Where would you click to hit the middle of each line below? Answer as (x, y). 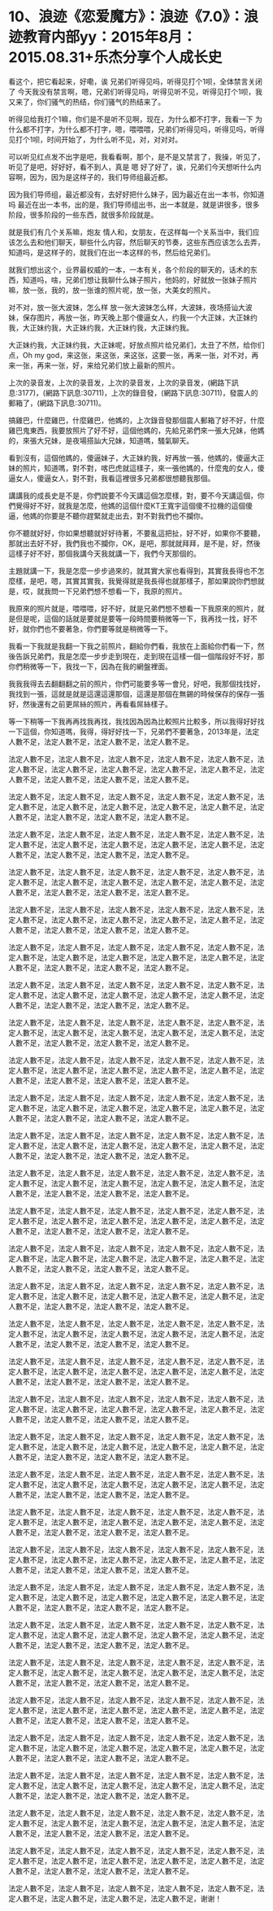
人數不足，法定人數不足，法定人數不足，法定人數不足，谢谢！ (118, 1898)
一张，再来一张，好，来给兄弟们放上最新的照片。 (97, 365)
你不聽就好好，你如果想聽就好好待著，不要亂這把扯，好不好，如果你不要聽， (136, 533)
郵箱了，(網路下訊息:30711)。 (57, 403)
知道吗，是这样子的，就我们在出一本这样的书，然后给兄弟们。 (112, 252)
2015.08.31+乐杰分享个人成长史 (115, 57)
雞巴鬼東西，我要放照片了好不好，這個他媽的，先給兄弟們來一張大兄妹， (129, 430)
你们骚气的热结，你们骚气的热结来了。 (100, 102)
